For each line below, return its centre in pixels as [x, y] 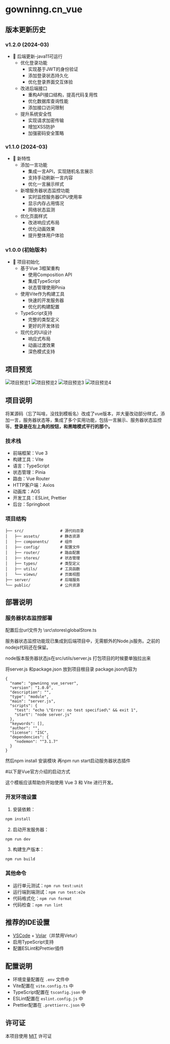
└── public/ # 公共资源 [43, 585]
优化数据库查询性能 [48, 101]
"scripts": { [24, 706]
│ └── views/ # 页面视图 [43, 574]
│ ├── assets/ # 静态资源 [43, 536]
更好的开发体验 [44, 326]
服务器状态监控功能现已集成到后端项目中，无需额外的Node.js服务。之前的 [83, 641]
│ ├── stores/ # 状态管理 [43, 558]
